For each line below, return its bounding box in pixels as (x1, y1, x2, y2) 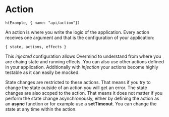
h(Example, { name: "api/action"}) (5, 20, 80, 25)
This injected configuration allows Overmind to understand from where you (5, 53, 161, 59)
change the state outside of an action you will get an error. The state (5, 85, 147, 91)
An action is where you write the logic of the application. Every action (5, 29, 150, 35)
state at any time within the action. (5, 106, 77, 112)
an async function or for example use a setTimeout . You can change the (5, 100, 157, 107)
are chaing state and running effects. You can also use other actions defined (5, 58, 164, 64)
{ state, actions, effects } (5, 44, 67, 49)
